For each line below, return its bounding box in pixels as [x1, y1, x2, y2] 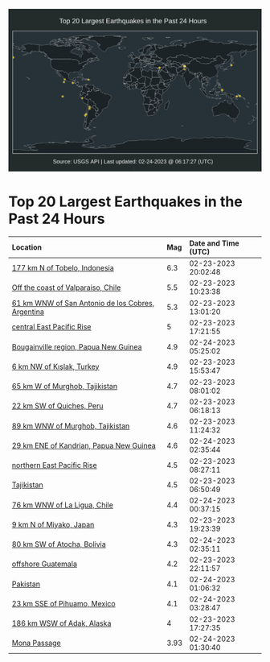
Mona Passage [11, 638, 62, 648]
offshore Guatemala [11, 559, 78, 569]
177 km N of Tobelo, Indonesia [11, 263, 114, 272]
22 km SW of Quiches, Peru [11, 401, 104, 411]
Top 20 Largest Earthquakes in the [8, 192, 243, 210]
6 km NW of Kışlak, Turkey [11, 362, 100, 371]
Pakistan [11, 579, 41, 589]
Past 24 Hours [8, 209, 105, 228]
